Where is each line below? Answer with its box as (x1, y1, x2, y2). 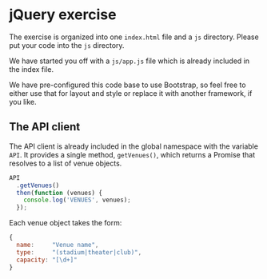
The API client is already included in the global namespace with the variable (9, 141, 259, 151)
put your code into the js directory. (9, 40, 125, 50)
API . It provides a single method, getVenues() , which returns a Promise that (9, 149, 255, 159)
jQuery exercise (9, 6, 117, 24)
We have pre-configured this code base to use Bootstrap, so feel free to (9, 80, 246, 90)
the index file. (9, 64, 54, 74)
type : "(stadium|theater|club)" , (16, 248, 142, 257)
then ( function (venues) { (16, 189, 103, 197)
